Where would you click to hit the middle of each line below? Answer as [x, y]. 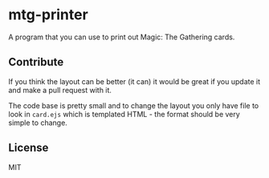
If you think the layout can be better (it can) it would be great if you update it [134, 81]
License [29, 148]
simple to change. [38, 123]
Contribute [36, 62]
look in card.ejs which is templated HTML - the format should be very [124, 114]
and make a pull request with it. [60, 90]
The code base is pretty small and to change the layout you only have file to [134, 105]
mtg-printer [48, 15]
